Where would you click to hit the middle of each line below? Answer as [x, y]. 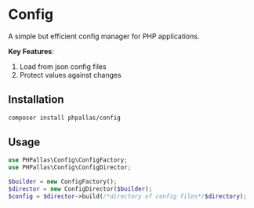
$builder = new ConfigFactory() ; [63, 182]
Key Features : [31, 51]
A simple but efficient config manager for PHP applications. [104, 36]
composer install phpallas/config [65, 118]
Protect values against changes [70, 75]
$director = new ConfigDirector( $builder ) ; [80, 189]
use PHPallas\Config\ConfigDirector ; [70, 168]
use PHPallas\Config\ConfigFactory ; [68, 160]
